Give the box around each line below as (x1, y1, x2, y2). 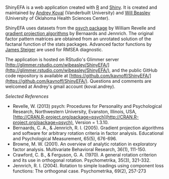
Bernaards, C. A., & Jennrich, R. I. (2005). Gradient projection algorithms (12, 125, 164, 131)
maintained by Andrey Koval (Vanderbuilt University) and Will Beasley (5, 10, 151, 16)
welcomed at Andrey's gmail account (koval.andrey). (5, 83, 116, 89)
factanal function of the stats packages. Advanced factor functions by (5, 41, 152, 47)
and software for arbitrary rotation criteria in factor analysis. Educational (12, 130, 164, 136)
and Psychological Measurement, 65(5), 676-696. (12, 136, 117, 141)
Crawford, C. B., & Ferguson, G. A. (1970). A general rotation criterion (12, 152, 157, 158)
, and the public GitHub (109, 67, 158, 73)
